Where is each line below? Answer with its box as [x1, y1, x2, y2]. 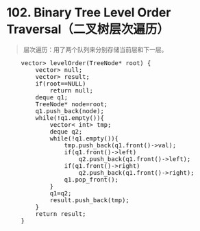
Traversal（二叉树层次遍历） [6, 22, 169, 37]
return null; [49, 86, 94, 94]
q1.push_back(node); [35, 107, 104, 114]
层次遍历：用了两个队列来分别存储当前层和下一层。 [23, 45, 168, 53]
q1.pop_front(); [64, 175, 119, 183]
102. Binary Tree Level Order [6, 5, 171, 21]
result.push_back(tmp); [49, 196, 129, 204]
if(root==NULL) [35, 80, 86, 87]
